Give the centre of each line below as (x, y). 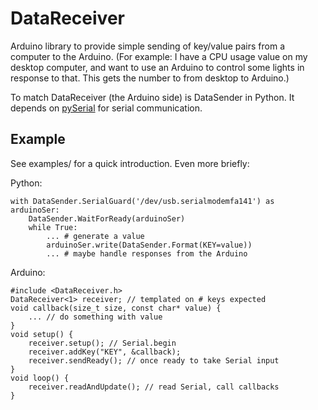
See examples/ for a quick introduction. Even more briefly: (130, 163)
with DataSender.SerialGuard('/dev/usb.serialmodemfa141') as (142, 201)
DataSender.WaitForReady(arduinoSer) (107, 218)
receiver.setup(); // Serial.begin (102, 343)
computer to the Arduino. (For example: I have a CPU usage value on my (159, 56)
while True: (53, 227)
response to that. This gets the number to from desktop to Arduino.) (150, 78)
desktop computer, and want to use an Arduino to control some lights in (157, 67)
